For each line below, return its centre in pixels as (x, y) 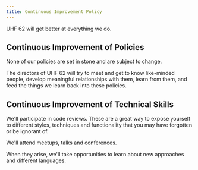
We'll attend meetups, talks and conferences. (62, 143)
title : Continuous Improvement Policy (54, 12)
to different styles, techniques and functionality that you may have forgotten (99, 125)
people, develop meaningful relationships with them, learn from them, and (97, 79)
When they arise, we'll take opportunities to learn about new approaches (95, 155)
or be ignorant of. (27, 131)
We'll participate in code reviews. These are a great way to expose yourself (98, 119)
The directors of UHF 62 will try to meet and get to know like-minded (91, 73)
